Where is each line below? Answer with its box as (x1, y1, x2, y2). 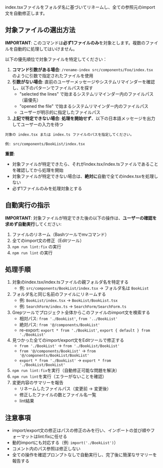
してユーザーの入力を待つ (12, 121, 64, 127)
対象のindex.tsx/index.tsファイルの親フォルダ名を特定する (12, 279, 129, 285)
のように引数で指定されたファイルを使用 (12, 73, 93, 78)
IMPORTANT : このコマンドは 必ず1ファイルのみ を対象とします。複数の (5, 39, 146, 45)
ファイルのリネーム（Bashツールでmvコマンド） (12, 231, 109, 237)
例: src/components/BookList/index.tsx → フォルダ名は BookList (19, 285, 149, 291)
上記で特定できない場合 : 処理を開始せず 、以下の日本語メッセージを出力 (12, 115, 156, 121)
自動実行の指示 (5, 201, 50, 210)
